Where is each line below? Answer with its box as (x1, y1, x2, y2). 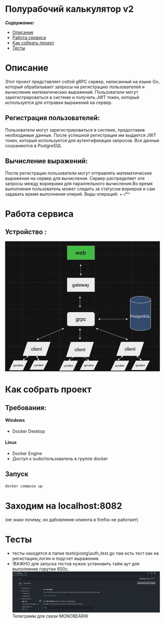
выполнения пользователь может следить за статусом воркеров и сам (5, 186, 156, 192)
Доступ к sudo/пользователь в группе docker (12, 455, 108, 461)
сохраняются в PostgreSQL (5, 142, 62, 148)
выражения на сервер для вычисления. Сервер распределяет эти (5, 175, 145, 181)
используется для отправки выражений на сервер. (5, 100, 113, 105)
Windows (5, 417, 25, 423)
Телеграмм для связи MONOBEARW (12, 613, 88, 619)
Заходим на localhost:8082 (5, 500, 122, 511)
